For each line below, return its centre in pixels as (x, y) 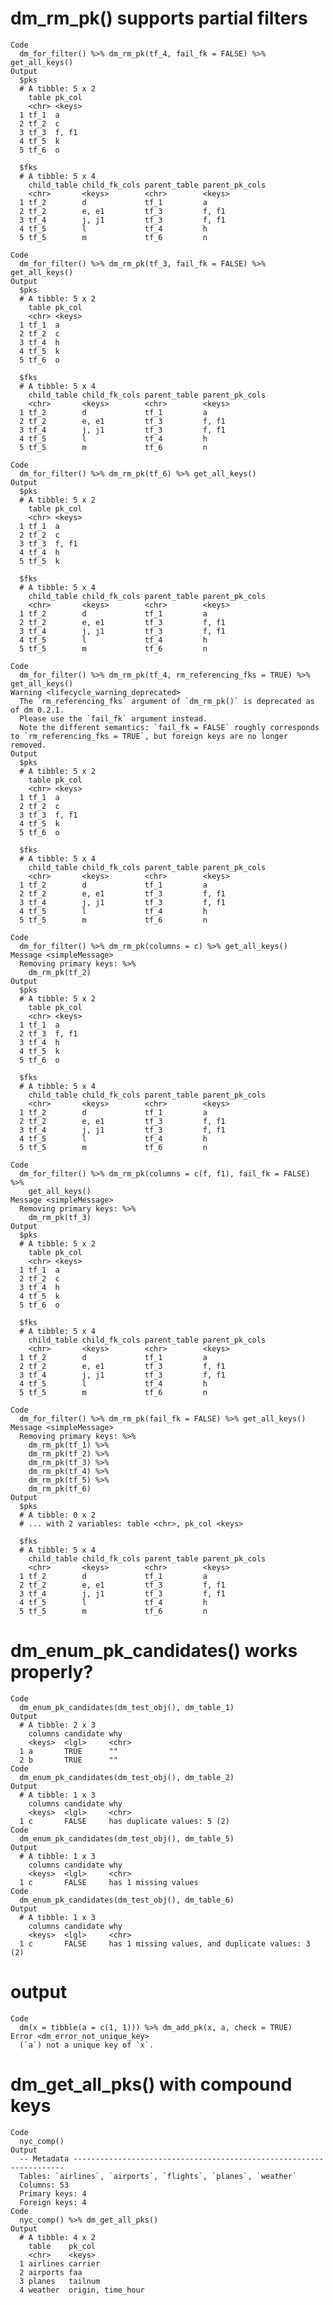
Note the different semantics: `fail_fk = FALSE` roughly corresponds (169, 727)
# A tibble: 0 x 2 (58, 1515)
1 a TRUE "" (68, 1751)
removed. (28, 745)
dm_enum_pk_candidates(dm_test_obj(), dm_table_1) (127, 1707)
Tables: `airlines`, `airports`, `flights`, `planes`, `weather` (158, 2176)
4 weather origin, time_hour (82, 2290)
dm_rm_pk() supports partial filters (159, 18)
